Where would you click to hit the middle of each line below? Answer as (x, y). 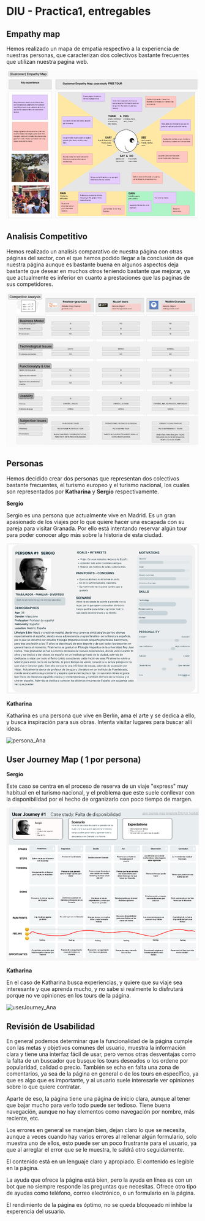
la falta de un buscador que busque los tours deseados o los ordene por (97, 1061)
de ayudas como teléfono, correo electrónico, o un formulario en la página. (101, 1193)
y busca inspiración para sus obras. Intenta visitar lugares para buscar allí (99, 722)
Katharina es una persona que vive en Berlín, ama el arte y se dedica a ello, (101, 715)
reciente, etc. (23, 1119)
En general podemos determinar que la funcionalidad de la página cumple (99, 1041)
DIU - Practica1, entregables (79, 11)
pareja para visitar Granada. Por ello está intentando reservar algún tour (97, 528)
